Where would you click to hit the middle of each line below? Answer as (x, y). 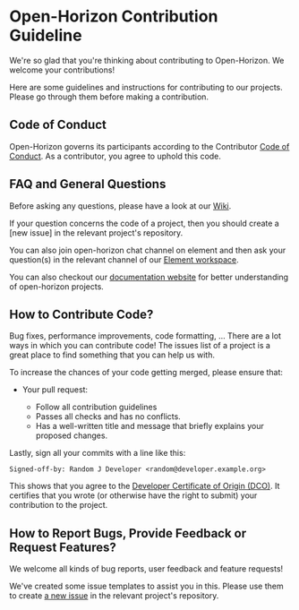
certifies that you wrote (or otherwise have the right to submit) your (133, 495)
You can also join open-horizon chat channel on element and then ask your (148, 250)
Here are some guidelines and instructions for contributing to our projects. (146, 87)
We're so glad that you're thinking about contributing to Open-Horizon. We (147, 60)
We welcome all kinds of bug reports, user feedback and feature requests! (146, 569)
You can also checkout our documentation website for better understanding (149, 277)
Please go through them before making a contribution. (109, 97)
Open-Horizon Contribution (114, 17)
